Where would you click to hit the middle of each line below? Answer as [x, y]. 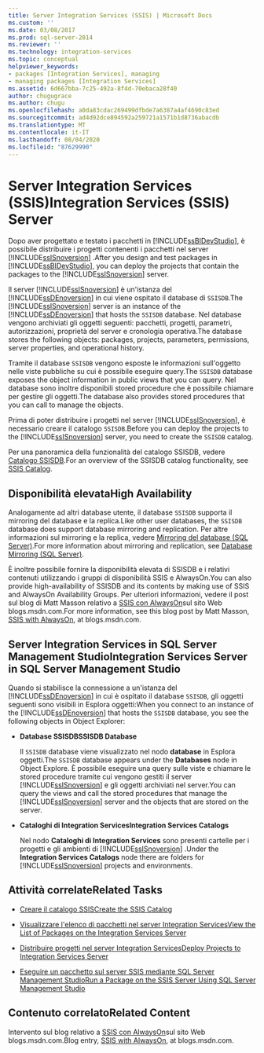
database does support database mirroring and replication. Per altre [118, 529]
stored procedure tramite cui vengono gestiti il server [106, 776]
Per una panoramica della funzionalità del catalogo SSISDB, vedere [117, 452]
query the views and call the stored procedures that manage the [123, 793]
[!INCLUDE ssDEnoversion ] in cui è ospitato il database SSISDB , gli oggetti [126, 695]
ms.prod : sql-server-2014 [50, 37]
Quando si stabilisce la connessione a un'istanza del [93, 688]
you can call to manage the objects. [66, 405]
